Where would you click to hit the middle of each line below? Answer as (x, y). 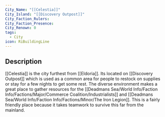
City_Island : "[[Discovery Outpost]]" (45, 14)
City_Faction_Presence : (30, 23)
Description (23, 62)
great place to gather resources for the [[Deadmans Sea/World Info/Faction (82, 89)
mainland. (15, 110)
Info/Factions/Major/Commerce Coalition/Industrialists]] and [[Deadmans (79, 94)
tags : (11, 32)
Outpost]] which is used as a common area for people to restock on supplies (83, 79)
